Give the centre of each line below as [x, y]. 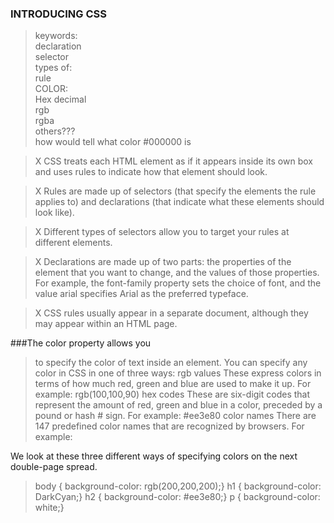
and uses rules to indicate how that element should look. [151, 172]
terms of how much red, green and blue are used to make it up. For [173, 384]
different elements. [73, 243]
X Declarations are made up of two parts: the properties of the [163, 262]
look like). [54, 213]
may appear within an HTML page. [106, 324]
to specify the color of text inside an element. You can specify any [171, 363]
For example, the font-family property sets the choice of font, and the [178, 283]
